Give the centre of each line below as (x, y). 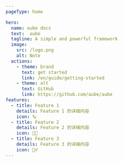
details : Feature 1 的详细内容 (53, 111)
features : (18, 100)
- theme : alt (32, 83)
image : (19, 45)
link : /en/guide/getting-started (63, 78)
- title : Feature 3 (35, 139)
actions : (22, 61)
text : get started (44, 72)
